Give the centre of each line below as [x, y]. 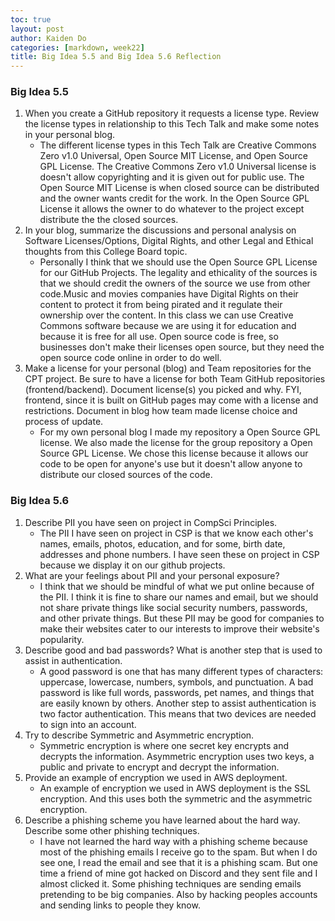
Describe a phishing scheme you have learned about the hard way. [162, 820]
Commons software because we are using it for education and [168, 326]
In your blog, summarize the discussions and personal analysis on [160, 230]
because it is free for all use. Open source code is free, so [159, 337]
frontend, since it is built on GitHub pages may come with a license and [171, 400]
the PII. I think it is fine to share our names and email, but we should [179, 597]
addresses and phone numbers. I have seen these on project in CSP [179, 554]
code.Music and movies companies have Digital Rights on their [169, 294]
